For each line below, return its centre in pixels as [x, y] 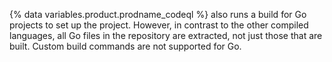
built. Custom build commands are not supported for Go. [125, 46]
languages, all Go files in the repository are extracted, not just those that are [166, 35]
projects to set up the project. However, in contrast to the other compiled [159, 25]
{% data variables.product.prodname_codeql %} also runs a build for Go [158, 14]
